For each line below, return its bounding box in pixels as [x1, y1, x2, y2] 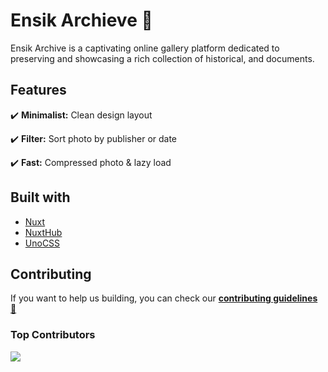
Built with [10, 189, 71, 206]
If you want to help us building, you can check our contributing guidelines [10, 292, 318, 304]
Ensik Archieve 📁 [10, 9, 153, 32]
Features [10, 82, 67, 99]
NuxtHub [24, 226, 63, 238]
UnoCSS [24, 237, 61, 249]
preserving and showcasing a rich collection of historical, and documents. [10, 52, 315, 64]
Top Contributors [10, 328, 96, 342]
